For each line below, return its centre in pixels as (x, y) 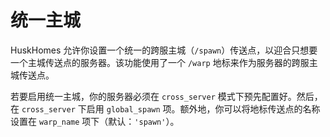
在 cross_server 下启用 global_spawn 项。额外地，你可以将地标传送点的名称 (165, 108)
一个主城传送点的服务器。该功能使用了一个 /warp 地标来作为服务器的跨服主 (164, 62)
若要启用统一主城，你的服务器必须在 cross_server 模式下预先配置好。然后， (166, 96)
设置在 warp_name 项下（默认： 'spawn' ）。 (95, 121)
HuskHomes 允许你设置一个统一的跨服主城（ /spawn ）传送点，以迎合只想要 (164, 50)
